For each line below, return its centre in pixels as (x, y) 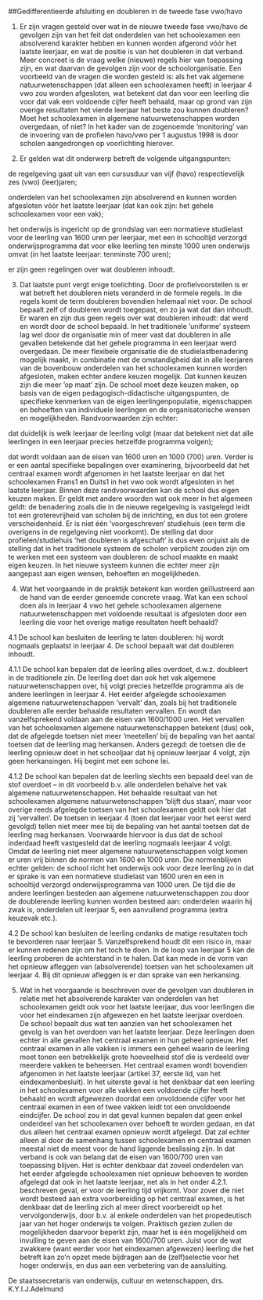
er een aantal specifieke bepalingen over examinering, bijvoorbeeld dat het (129, 465)
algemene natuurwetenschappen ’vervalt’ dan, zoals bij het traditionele (122, 703)
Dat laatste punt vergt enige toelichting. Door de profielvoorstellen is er (134, 285)
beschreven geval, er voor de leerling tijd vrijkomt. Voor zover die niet (131, 1190)
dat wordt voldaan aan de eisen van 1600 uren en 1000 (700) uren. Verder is (131, 457)
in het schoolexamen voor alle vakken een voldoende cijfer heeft (124, 1090)
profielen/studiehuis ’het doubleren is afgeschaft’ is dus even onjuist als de (129, 540)
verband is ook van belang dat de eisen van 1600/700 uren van (121, 1157)
